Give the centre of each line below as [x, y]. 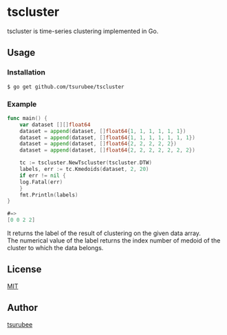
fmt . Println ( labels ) [49, 195]
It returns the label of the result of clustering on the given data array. [104, 233]
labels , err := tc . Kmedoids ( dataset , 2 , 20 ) [84, 170]
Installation [26, 72]
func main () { [28, 118]
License [24, 270]
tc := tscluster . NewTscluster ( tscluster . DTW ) [86, 163]
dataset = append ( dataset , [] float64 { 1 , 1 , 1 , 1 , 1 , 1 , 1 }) [108, 138]
